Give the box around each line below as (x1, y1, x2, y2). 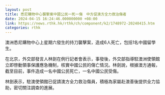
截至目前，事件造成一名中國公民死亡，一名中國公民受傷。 (5, 68, 121, 74)
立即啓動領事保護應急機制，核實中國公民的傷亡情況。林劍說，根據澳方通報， (5, 62, 160, 68)
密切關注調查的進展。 (13, 85, 57, 91)
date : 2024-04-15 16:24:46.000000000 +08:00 (5, 16, 98, 21)
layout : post (5, 7, 32, 12)
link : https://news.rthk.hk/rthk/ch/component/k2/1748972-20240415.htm (5, 21, 155, 26)
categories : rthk (5, 25, 41, 30)
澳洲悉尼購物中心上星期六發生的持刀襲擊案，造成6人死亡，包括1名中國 (5, 40, 147, 46)
